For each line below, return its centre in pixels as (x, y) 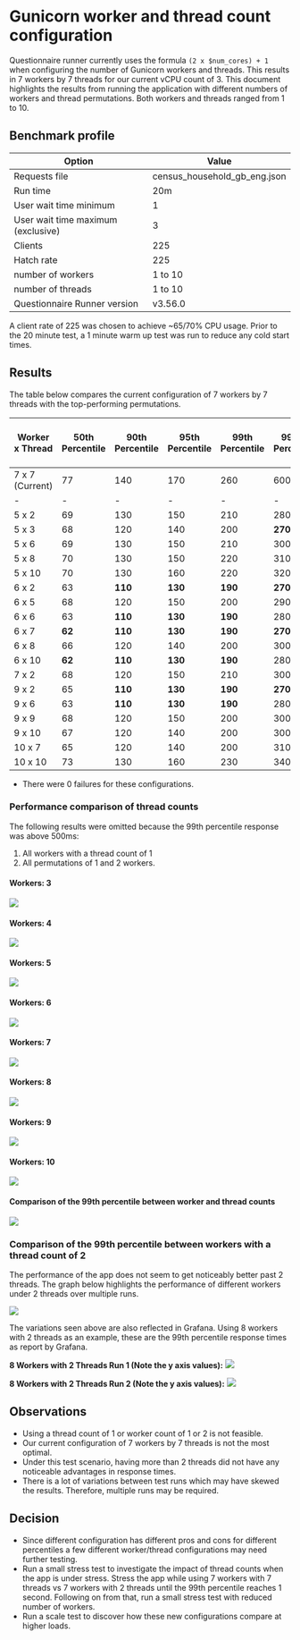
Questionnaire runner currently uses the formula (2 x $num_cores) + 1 (139, 60)
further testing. (50, 1559)
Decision (34, 1519)
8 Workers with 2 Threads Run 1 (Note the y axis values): (116, 1365)
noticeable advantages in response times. (99, 1471)
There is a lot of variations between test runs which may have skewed (150, 1481)
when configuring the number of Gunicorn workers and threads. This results (150, 70)
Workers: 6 (30, 1002)
